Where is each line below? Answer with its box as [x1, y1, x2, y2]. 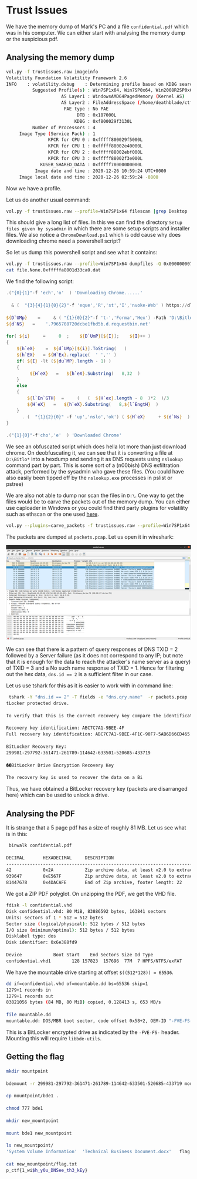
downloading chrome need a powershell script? [6, 237, 121, 244]
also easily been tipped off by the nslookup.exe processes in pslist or [6, 474, 173, 482]
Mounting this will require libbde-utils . [6, 1034, 102, 1042]
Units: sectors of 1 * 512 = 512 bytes [6, 915, 104, 921]
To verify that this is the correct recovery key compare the [6, 713, 161, 718]
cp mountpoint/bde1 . [6, 1093, 59, 1099]
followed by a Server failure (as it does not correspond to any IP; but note [6, 651, 184, 659]
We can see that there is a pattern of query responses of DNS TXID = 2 [6, 646, 178, 653]
